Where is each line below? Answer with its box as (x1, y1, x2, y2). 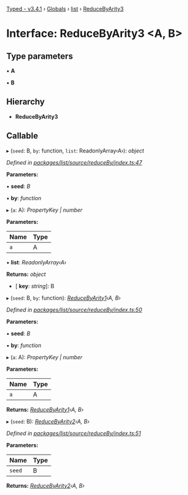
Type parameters (6, 51, 73, 61)
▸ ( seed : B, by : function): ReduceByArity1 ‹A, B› (6, 294, 121, 302)
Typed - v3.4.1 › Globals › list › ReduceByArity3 (6, 6, 124, 12)
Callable (6, 131, 38, 141)
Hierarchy (6, 97, 45, 107)
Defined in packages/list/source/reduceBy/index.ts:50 (6, 306, 142, 313)
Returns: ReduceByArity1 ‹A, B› (6, 406, 84, 413)
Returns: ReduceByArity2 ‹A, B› (6, 482, 85, 489)
